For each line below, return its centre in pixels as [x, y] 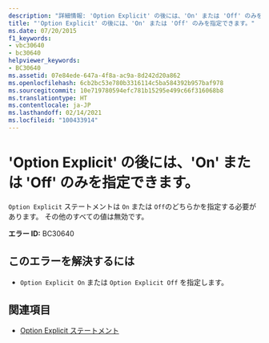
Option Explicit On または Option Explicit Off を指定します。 [124, 282]
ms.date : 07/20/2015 [43, 31]
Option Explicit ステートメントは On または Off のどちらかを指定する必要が [132, 206]
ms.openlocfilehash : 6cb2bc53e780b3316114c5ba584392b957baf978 [116, 83]
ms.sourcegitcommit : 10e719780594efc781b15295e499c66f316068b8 [116, 90]
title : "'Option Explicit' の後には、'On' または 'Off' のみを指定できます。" [132, 23]
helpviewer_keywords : [44, 61]
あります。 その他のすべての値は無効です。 [78, 216]
